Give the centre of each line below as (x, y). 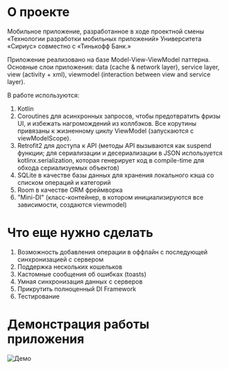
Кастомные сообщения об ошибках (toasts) (82, 274)
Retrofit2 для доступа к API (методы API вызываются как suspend (114, 145)
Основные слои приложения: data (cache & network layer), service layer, (113, 67)
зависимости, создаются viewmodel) (72, 204)
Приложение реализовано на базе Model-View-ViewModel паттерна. (109, 59)
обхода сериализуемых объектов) (68, 167)
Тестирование (39, 296)
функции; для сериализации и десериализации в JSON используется (120, 153)
